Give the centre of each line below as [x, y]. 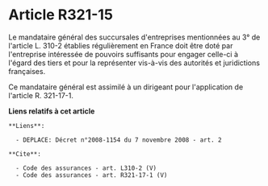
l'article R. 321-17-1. [41, 95]
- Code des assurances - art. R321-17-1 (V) [92, 175]
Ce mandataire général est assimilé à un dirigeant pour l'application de [126, 87]
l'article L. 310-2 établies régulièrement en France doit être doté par [121, 45]
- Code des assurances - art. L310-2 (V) [86, 168]
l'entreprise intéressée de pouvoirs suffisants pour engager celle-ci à [124, 54]
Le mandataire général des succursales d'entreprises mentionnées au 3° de [134, 37]
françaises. [27, 71]
